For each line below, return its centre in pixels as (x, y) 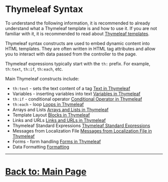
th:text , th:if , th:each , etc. (34, 69)
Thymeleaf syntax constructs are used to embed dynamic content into (77, 43)
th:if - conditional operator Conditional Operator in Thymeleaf (77, 99)
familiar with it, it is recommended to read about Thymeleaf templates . (77, 33)
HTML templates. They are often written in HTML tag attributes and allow (80, 48)
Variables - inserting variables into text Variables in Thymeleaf (76, 93)
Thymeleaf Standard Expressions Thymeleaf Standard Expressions (81, 125)
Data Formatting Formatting (41, 146)
